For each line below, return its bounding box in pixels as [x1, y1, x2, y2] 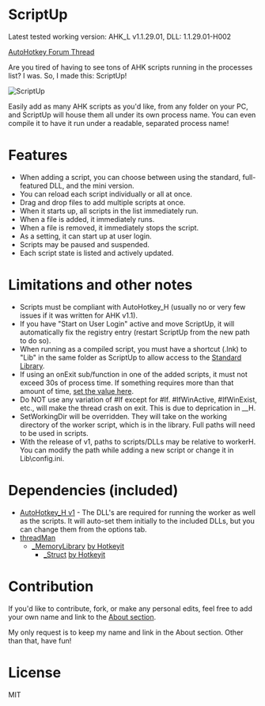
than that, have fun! [8, 635, 72, 645]
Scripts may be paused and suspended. [19, 239, 150, 249]
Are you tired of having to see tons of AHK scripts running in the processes [8, 62, 253, 72]
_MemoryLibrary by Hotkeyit [31, 541, 125, 551]
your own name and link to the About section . [8, 612, 157, 621]
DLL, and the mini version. [49, 181, 134, 190]
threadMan [19, 532, 56, 542]
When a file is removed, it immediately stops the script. [19, 223, 199, 232]
